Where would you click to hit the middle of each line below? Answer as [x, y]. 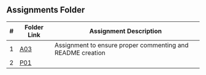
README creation [80, 52]
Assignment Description [126, 31]
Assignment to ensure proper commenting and [121, 45]
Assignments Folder [46, 10]
